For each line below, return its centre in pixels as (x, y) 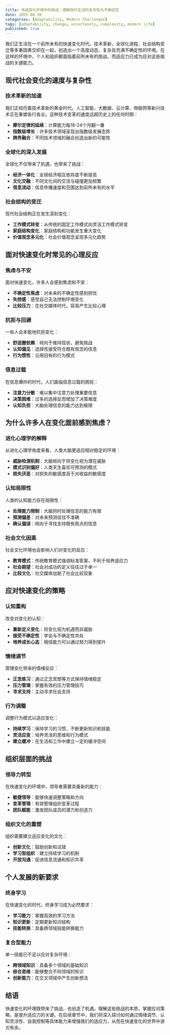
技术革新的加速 (24, 96)
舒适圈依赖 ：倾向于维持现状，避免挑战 (52, 343)
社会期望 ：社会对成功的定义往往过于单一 (55, 567)
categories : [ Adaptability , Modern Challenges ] (56, 19)
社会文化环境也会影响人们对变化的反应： (47, 550)
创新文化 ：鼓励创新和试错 (39, 847)
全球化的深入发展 (26, 152)
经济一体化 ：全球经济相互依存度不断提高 (55, 175)
